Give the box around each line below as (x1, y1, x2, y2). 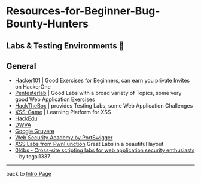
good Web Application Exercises (14, 96, 95, 103)
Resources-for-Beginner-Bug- (6, 4, 160, 18)
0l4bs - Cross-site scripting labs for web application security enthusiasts (14, 147, 195, 154)
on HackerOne (14, 83, 51, 90)
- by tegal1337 (14, 153, 51, 160)
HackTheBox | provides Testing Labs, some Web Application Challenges (14, 102, 193, 109)
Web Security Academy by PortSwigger (14, 134, 113, 141)
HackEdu (14, 115, 38, 122)
